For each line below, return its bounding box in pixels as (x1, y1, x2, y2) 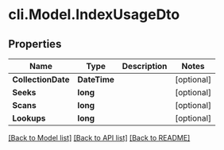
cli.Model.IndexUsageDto (8, 6, 180, 24)
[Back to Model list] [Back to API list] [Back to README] (8, 133, 191, 142)
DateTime (77, 74, 115, 85)
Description (122, 61, 168, 71)
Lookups (12, 113, 46, 124)
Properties (8, 37, 62, 51)
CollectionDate (12, 74, 70, 85)
